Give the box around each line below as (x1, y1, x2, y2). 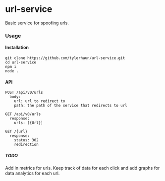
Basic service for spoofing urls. (5, 20, 69, 26)
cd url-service (5, 60, 37, 65)
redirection (14, 142, 39, 147)
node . (5, 68, 19, 74)
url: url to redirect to (14, 99, 65, 104)
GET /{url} (5, 129, 28, 134)
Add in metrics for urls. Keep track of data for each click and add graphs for (5, 165, 160, 171)
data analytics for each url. (5, 170, 60, 177)
